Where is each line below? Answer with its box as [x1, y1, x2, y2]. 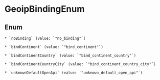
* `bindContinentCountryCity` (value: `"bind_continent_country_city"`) [4, 62, 156, 67]
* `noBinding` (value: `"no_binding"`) [4, 36, 86, 41]
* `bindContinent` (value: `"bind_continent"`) [4, 45, 104, 50]
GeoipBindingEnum [4, 3, 85, 15]
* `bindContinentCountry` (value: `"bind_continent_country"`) [4, 53, 137, 58]
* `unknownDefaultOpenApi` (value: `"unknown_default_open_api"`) [4, 70, 143, 75]
